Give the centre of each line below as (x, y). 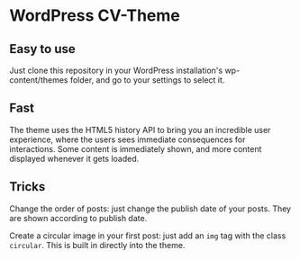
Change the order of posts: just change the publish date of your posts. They (150, 209)
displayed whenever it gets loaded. (74, 158)
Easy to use (43, 49)
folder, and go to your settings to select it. (147, 80)
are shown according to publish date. (78, 218)
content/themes (39, 80)
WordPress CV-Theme (95, 16)
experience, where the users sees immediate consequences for (127, 139)
